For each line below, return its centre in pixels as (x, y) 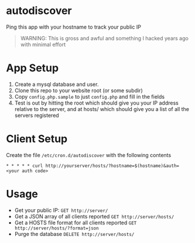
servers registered (37, 115)
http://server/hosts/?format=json (57, 228)
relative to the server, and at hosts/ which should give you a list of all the (102, 109)
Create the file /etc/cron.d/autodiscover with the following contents (89, 155)
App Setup (32, 68)
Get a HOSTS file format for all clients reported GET (76, 223)
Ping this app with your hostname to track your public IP (74, 27)
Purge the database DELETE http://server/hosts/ (74, 234)
